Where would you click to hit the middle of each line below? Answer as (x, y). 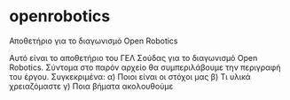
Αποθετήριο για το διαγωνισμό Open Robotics (94, 41)
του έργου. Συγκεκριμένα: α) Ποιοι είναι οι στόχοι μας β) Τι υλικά (130, 76)
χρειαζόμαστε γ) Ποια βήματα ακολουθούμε (91, 86)
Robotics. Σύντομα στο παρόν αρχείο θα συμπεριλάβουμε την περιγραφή (145, 67)
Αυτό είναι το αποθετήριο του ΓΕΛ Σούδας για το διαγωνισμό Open (133, 58)
